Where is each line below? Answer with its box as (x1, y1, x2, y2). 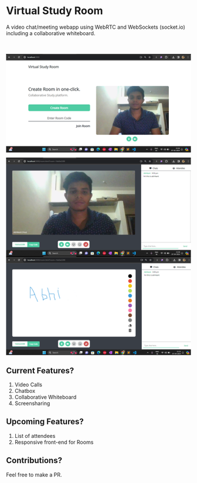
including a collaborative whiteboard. (6, 29, 96, 36)
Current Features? (6, 365, 74, 376)
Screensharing (14, 400, 50, 407)
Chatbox (14, 387, 36, 394)
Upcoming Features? (6, 417, 84, 427)
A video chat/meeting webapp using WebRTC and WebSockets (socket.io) (6, 23, 186, 30)
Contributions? (6, 455, 63, 465)
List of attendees (14, 432, 56, 439)
